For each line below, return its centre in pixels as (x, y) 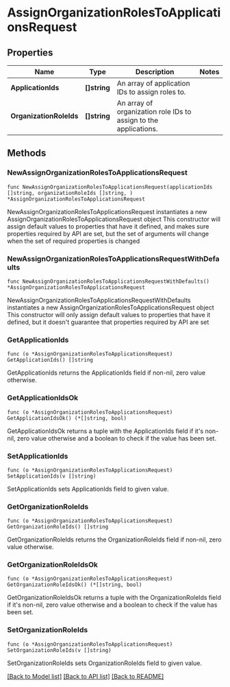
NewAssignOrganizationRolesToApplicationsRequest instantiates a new (107, 211)
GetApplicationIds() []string (50, 360)
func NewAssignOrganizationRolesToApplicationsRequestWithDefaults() (108, 281)
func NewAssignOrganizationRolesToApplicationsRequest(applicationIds (110, 187)
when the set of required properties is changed (74, 241)
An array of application (153, 83)
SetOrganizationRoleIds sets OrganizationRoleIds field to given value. (104, 663)
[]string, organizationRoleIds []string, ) (70, 193)
